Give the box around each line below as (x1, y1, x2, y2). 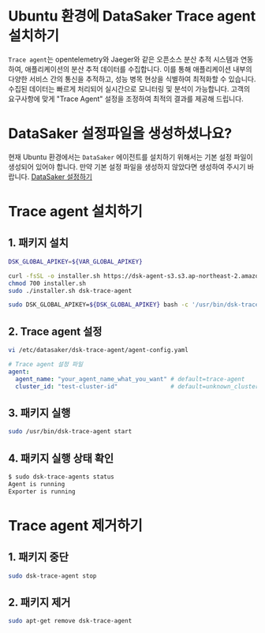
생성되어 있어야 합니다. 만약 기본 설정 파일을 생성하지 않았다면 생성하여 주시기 (8, 162, 246, 171)
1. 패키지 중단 (8, 550, 69, 564)
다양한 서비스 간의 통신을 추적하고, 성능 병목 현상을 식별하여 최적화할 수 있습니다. (8, 74, 256, 84)
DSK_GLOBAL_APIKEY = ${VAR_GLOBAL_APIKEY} (8, 257, 144, 265)
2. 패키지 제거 (8, 595, 71, 609)
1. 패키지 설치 (8, 236, 69, 249)
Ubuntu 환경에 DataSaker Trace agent (8, 7, 256, 25)
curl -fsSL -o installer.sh (8, 272, 101, 280)
